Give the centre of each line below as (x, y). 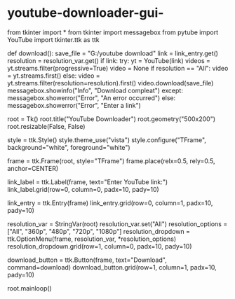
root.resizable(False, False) (46, 126)
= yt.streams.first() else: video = (54, 76)
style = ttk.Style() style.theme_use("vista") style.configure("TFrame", (107, 140)
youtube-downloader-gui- (86, 13)
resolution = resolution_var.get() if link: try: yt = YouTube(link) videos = (109, 60)
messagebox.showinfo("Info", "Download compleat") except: (95, 90)
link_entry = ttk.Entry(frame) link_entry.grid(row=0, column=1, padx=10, (110, 203)
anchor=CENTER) (33, 168)
